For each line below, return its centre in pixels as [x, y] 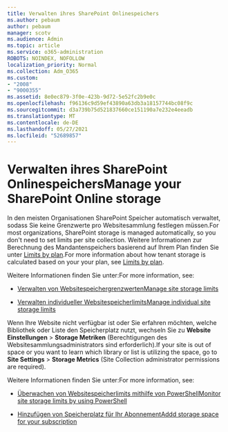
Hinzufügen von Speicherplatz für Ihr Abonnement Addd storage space [118, 414]
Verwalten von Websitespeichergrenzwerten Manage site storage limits [118, 289]
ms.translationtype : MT [41, 116]
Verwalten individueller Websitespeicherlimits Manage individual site [114, 302]
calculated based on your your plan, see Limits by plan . [86, 262]
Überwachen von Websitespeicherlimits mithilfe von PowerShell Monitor [119, 393]
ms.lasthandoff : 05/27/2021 [48, 129]
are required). [27, 367]
